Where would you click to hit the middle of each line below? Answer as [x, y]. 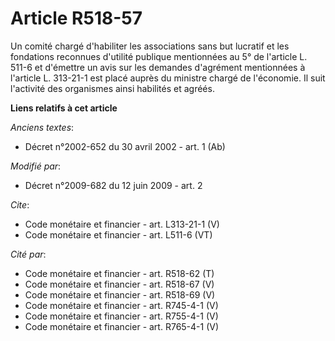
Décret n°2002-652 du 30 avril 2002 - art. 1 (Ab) [125, 146]
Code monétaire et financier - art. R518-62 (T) [119, 273]
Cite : [20, 204]
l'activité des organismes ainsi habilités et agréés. [112, 88]
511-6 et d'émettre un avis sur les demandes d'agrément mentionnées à [158, 67]
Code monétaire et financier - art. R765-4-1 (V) [122, 326]
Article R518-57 [76, 18]
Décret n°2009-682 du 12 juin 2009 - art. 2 [113, 185]
